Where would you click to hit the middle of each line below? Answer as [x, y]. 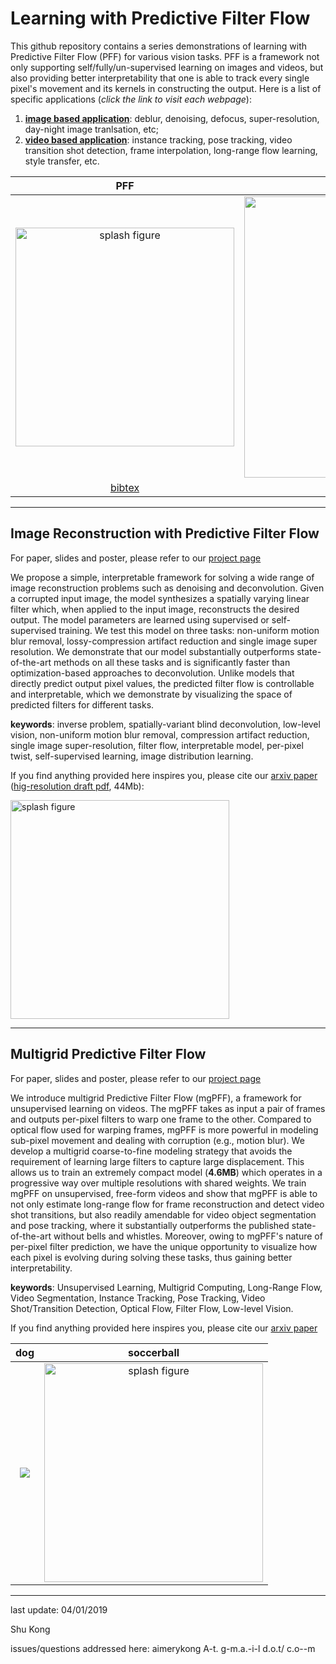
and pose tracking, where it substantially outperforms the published [150, 1225]
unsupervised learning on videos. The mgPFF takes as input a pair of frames [168, 1108]
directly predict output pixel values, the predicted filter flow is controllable [162, 683]
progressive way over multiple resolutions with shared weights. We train [158, 1183]
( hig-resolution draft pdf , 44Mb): [77, 786]
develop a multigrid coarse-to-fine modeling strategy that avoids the [151, 1151]
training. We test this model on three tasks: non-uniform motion [189, 630]
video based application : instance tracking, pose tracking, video [158, 139]
